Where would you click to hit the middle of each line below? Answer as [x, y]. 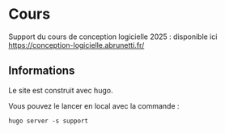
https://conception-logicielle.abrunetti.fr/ [76, 45]
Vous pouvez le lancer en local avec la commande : [94, 105]
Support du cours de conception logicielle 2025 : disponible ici [113, 36]
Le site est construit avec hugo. [61, 90]
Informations [42, 71]
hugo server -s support [49, 121]
